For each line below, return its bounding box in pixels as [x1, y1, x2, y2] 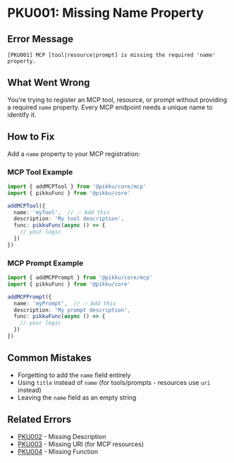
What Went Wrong [7, 77, 90, 89]
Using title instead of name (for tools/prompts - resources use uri [17, 378, 211, 386]
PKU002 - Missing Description [17, 432, 106, 440]
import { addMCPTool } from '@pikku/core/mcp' [7, 183, 147, 190]
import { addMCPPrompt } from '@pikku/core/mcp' [7, 274, 153, 281]
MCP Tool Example [7, 167, 73, 177]
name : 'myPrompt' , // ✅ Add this [13, 300, 116, 307]
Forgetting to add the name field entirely [17, 371, 131, 379]
